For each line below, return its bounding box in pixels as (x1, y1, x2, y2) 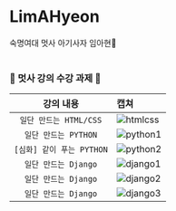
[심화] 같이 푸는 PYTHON (14, 145, 109, 155)
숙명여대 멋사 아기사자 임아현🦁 (9, 37, 117, 48)
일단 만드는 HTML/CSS (19, 115, 103, 126)
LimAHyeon (9, 6, 100, 27)
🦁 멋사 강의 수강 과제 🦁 (9, 72, 102, 84)
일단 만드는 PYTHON (24, 129, 98, 140)
